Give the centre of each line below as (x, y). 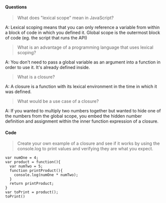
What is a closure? (36, 77)
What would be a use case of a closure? (58, 101)
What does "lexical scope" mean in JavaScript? (65, 18)
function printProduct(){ (36, 171)
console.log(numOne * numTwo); (46, 175)
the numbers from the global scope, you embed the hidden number (74, 116)
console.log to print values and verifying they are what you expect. (85, 149)
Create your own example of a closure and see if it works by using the (88, 143)
